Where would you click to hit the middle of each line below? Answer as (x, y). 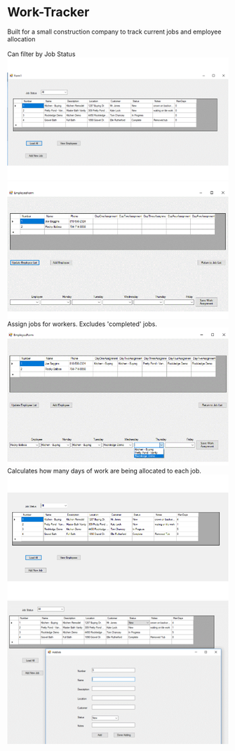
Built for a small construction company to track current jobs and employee (114, 32)
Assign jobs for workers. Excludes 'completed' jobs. (82, 324)
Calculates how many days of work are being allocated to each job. (105, 471)
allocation (21, 39)
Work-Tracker (48, 12)
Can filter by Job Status (41, 54)
